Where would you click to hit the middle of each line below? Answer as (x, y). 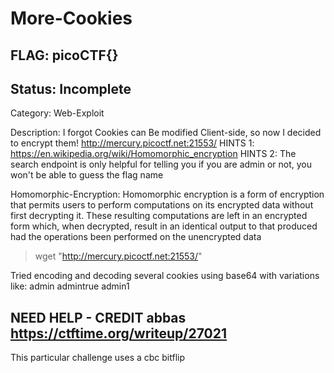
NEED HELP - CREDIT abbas (98, 317)
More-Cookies (71, 18)
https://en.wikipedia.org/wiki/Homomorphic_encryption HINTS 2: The (153, 154)
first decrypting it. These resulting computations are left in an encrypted (159, 216)
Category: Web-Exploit (57, 113)
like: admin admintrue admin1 (70, 286)
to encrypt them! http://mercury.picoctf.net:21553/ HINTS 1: (132, 143)
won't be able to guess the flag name (87, 175)
